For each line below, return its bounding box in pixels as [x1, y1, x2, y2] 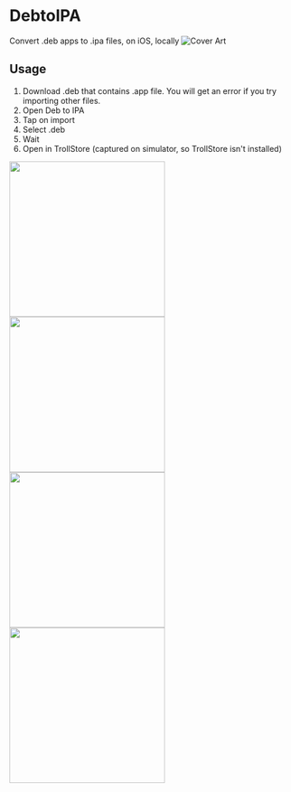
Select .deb [22, 124, 66, 135]
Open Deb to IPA [22, 105, 85, 116]
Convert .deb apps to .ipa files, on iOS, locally [9, 35, 180, 46]
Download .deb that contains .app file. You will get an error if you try [22, 85, 277, 96]
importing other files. [22, 95, 101, 106]
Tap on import [22, 114, 75, 125]
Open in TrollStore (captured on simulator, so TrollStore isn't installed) [22, 143, 283, 154]
